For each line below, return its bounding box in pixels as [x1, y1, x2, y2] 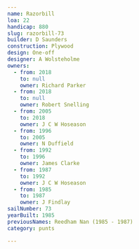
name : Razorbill [7, 10, 55, 17]
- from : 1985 [13, 186, 52, 193]
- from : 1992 [13, 147, 52, 154]
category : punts [7, 225, 55, 232]
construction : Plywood [7, 43, 74, 50]
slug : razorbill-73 [7, 29, 65, 37]
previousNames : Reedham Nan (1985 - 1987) [7, 218, 133, 225]
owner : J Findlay [20, 199, 71, 206]
